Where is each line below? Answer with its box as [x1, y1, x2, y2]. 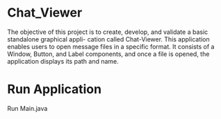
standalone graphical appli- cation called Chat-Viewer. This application [7, 35, 210, 43]
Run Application [7, 82, 102, 98]
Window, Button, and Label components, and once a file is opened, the [7, 50, 210, 58]
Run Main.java [7, 104, 48, 112]
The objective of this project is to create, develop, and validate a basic [7, 28, 208, 36]
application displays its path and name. [7, 57, 120, 65]
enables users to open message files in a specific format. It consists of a [7, 42, 215, 51]
